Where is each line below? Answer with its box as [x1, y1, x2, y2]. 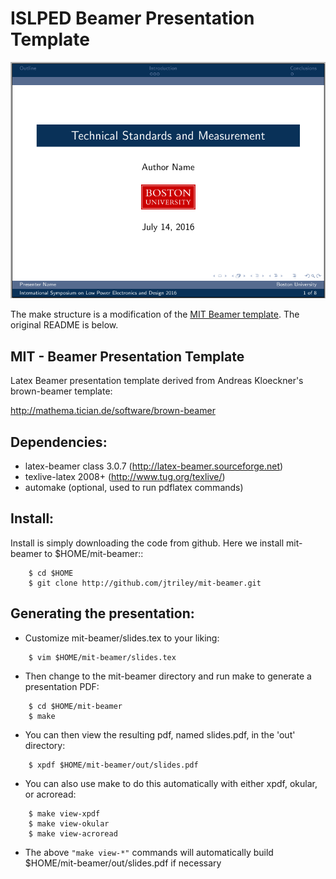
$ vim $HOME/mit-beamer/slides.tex [28, 652, 177, 662]
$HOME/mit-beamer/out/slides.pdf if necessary [24, 857, 222, 869]
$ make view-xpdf [28, 808, 101, 819]
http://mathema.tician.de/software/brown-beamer [10, 405, 216, 417]
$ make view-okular [28, 818, 110, 829]
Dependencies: [10, 433, 108, 451]
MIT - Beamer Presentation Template [10, 348, 245, 365]
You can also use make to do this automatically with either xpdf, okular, [24, 777, 318, 789]
